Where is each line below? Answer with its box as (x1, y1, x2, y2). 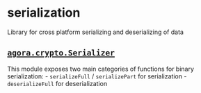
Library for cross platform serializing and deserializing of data (7, 28, 184, 36)
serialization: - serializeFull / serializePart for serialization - (7, 71, 187, 81)
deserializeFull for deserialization (7, 79, 108, 87)
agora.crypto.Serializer (7, 48, 115, 58)
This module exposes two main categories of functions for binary (7, 65, 195, 73)
